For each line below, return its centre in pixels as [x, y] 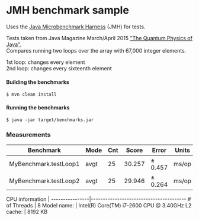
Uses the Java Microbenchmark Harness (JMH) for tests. [76, 27]
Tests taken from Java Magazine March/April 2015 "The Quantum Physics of [99, 38]
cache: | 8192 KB [27, 212]
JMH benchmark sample [68, 10]
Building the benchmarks [38, 82]
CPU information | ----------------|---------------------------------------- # [99, 199]
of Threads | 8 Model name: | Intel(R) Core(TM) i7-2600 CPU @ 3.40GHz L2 [99, 205]
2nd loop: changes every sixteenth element [59, 68]
